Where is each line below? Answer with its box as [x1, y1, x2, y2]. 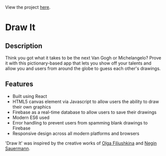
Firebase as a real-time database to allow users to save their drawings [12, 109, 157, 115]
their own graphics [12, 103, 51, 109]
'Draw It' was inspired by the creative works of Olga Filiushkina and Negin [5, 140, 157, 146]
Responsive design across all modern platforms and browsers [12, 130, 140, 136]
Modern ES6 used [12, 114, 50, 120]
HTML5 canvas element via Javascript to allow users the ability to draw [12, 98, 160, 104]
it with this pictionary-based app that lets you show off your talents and [5, 60, 152, 66]
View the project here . [5, 4, 51, 10]
